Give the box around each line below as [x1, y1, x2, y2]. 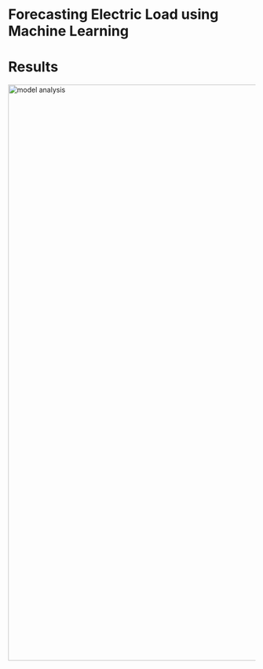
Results [8, 58, 59, 76]
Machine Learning [8, 22, 130, 40]
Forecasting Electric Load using [8, 5, 219, 24]
